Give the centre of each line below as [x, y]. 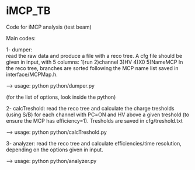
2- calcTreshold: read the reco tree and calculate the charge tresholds [90, 108]
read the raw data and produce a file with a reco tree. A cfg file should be [94, 55]
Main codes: [21, 38]
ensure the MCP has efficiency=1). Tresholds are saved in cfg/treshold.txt [94, 120]
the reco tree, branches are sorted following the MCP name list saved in [93, 68]
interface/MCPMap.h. [32, 74]
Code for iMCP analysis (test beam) [49, 27]
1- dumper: [19, 49]
